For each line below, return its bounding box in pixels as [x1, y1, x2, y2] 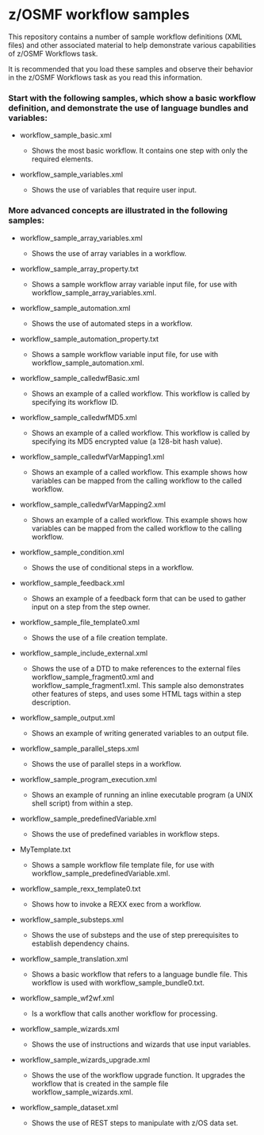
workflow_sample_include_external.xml [19, 648, 148, 658]
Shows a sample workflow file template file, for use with [31, 860, 215, 869]
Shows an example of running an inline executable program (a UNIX [31, 790, 254, 799]
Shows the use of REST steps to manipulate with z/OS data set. [31, 1118, 239, 1127]
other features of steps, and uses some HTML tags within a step [31, 689, 242, 698]
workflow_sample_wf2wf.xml [19, 993, 115, 1003]
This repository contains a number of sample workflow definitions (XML [8, 32, 243, 41]
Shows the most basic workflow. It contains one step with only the [31, 146, 248, 156]
